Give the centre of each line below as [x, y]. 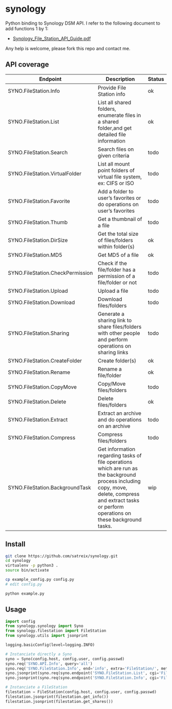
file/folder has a [117, 270]
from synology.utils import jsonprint [47, 636]
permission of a [117, 276]
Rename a [110, 369]
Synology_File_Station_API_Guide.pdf [52, 38]
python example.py [25, 593]
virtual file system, [120, 176]
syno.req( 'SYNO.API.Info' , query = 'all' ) [49, 664]
